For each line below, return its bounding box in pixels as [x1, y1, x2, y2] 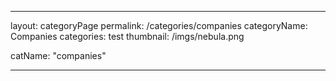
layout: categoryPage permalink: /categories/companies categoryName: [10, 20, 308, 31]
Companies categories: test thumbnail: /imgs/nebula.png [10, 31, 245, 42]
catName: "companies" [10, 50, 107, 61]
